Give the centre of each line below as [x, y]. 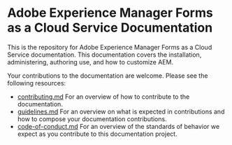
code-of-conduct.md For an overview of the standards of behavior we [118, 126]
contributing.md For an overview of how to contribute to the [103, 97]
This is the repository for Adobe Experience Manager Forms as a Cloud [110, 47]
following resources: [37, 83]
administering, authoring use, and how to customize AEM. [90, 62]
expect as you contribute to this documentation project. [97, 134]
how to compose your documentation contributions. [92, 119]
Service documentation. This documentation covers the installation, [104, 55]
